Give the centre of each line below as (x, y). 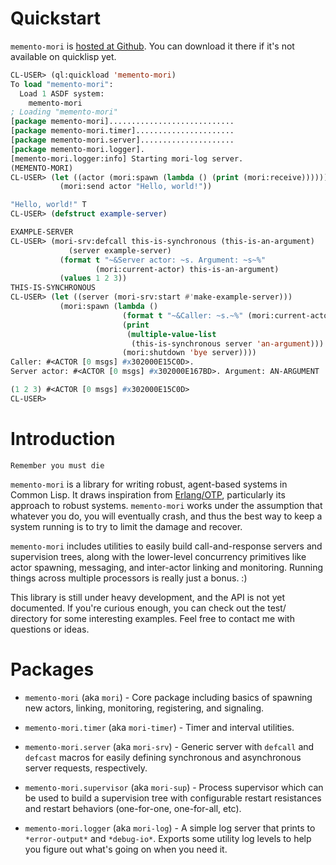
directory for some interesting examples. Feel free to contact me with (152, 618)
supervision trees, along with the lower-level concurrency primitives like (158, 556)
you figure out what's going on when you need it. (126, 849)
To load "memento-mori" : (62, 84)
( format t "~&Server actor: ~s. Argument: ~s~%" (163, 260)
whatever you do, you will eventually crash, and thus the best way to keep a (166, 516)
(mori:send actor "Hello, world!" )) (136, 187)
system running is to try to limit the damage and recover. (126, 526)
